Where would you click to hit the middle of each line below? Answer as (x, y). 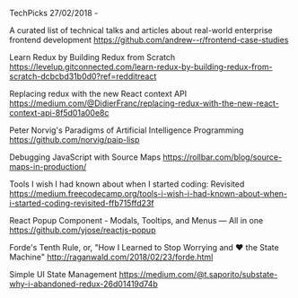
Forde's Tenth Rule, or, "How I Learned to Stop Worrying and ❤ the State (145, 247)
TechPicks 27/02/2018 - (54, 13)
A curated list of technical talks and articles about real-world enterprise (141, 30)
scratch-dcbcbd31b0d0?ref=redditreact (83, 76)
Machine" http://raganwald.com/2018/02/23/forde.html (111, 257)
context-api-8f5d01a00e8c (59, 113)
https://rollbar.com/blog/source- (223, 157)
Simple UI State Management (63, 274)
